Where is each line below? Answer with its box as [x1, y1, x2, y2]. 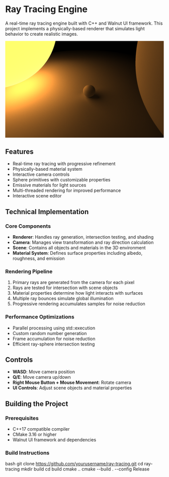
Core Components [5, 223, 51, 230]
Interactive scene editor [12, 193, 62, 199]
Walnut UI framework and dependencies [12, 437, 97, 443]
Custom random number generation [12, 330, 87, 336]
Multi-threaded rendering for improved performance [12, 187, 121, 193]
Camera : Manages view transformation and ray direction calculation [12, 239, 154, 245]
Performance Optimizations [5, 313, 74, 320]
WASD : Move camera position [12, 369, 75, 375]
